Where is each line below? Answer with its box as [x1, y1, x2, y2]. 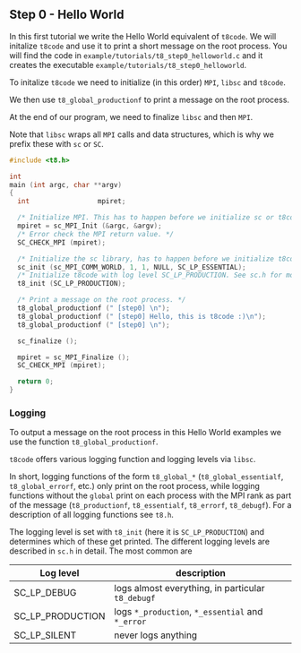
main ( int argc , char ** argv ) [9, 180, 123, 189]
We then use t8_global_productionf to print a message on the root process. [9, 94, 289, 105]
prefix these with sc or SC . [9, 138, 105, 149]
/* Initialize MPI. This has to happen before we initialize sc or [17, 213, 275, 222]
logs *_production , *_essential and [114, 606, 263, 618]
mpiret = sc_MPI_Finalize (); [17, 353, 130, 362]
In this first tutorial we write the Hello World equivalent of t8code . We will [9, 30, 277, 41]
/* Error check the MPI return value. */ [17, 229, 175, 238]
